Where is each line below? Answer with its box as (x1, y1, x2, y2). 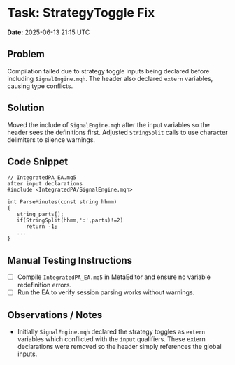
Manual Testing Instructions (7, 254, 133, 266)
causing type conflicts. (7, 82, 73, 90)
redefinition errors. (17, 281, 72, 289)
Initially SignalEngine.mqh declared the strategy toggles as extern (17, 327, 205, 336)
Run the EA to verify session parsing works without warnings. (17, 288, 195, 296)
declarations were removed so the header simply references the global (17, 343, 222, 351)
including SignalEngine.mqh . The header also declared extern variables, (7, 74, 213, 83)
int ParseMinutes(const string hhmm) (7, 199, 117, 206)
